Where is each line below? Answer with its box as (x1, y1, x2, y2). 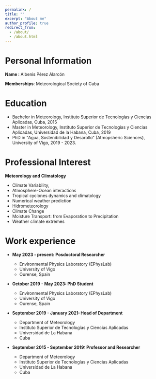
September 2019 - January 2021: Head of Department (12, 310, 123, 316)
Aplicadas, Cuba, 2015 (12, 119, 57, 125)
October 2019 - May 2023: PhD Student (12, 281, 94, 287)
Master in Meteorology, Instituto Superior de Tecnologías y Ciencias (12, 124, 148, 130)
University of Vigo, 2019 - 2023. (12, 140, 77, 145)
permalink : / (5, 7, 31, 12)
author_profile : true (5, 20, 49, 26)
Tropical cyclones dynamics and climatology (12, 193, 101, 199)
